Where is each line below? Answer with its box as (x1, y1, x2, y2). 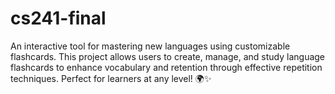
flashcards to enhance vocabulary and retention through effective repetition (10, 61, 323, 73)
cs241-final (10, 7, 107, 30)
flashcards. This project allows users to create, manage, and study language (10, 50, 326, 62)
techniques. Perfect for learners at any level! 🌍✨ (10, 72, 212, 84)
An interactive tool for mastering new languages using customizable (10, 40, 291, 52)
